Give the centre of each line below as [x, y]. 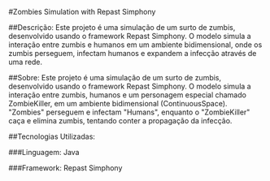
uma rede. [26, 62]
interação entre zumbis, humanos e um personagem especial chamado [127, 95]
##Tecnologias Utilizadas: [52, 136]
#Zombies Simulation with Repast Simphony [82, 12]
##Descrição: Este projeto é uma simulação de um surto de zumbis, [122, 27]
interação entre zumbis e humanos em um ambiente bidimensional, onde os [135, 45]
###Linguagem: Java [44, 152]
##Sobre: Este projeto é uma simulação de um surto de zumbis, [115, 78]
